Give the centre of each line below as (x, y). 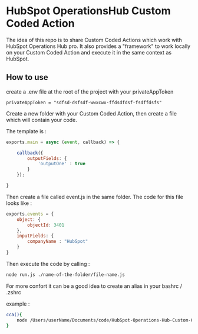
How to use (27, 77)
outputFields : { (47, 158)
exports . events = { (30, 214)
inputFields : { (35, 236)
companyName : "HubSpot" (58, 242)
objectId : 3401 (46, 225)
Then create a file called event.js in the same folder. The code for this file (95, 197)
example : (18, 304)
